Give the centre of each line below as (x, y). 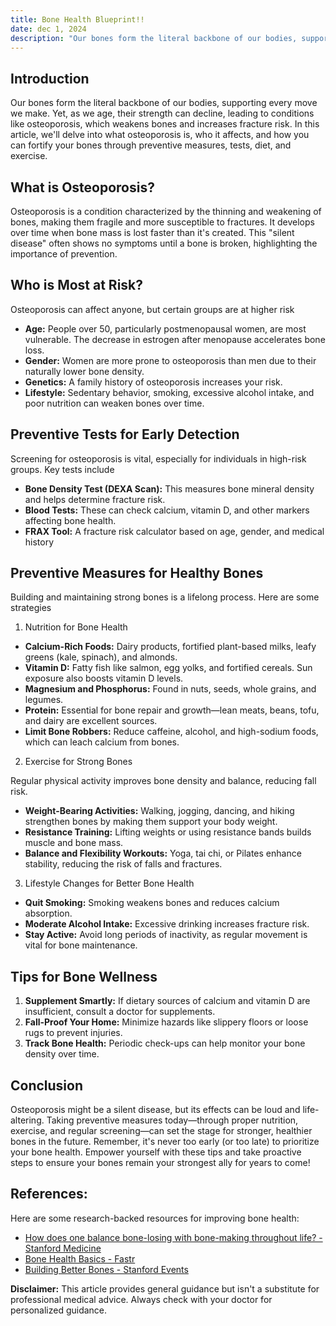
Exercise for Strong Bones (78, 762)
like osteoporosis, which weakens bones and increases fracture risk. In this (165, 124)
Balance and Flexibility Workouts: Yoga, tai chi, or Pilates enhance (163, 853)
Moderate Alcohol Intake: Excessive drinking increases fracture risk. (167, 924)
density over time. (62, 1054)
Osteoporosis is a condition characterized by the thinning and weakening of (166, 211)
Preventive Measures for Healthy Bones (137, 573)
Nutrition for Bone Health (76, 627)
